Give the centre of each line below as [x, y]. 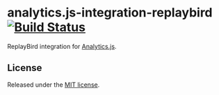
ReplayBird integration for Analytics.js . [62, 46]
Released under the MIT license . [54, 85]
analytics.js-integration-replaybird [110, 13]
